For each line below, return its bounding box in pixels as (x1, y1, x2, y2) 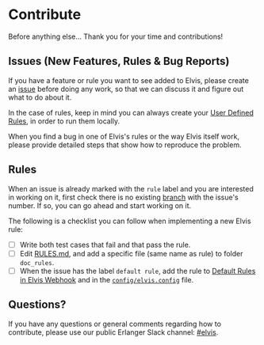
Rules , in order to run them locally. (8, 116, 121, 126)
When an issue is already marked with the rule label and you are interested (8, 184, 254, 193)
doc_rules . (19, 257, 55, 267)
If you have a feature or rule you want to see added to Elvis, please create (8, 75, 250, 85)
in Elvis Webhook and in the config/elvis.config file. (19, 275, 194, 284)
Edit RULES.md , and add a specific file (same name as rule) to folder (19, 248, 243, 258)
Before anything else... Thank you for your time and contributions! (8, 32, 224, 41)
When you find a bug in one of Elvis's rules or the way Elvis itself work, (8, 131, 240, 141)
